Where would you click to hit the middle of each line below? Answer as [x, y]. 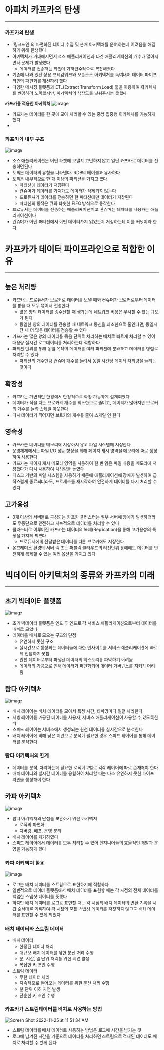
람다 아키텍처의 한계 [27, 756]
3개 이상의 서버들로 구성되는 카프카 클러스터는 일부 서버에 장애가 [73, 517]
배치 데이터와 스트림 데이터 [35, 929]
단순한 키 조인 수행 [37, 995]
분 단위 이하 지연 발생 [40, 989]
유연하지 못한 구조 [36, 641]
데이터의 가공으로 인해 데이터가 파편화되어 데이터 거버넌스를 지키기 [83, 666]
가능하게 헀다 [34, 849]
